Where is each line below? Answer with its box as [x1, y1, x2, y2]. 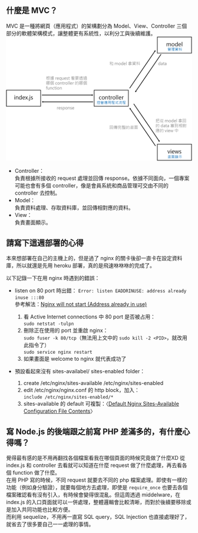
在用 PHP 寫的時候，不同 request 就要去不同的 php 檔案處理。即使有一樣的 [6, 476, 187, 483]
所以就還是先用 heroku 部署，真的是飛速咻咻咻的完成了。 [16, 262, 155, 269]
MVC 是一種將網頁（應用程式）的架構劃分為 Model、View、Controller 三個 [6, 22, 187, 29]
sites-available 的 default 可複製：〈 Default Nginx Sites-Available [23, 400, 180, 407]
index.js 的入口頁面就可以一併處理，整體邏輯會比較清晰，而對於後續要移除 [6, 499, 187, 506]
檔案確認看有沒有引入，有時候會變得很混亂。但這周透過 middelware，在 [6, 491, 181, 498]
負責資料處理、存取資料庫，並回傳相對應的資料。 [14, 204, 134, 211]
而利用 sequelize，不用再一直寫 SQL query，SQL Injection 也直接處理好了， [6, 514, 190, 521]
